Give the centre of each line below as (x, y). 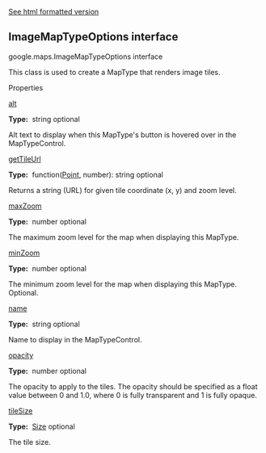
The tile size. (30, 442)
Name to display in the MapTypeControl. (75, 339)
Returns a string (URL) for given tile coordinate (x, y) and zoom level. (122, 190)
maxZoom (25, 206)
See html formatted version (54, 12)
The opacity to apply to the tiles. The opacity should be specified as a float (133, 386)
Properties (26, 87)
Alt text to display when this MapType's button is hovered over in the (122, 134)
